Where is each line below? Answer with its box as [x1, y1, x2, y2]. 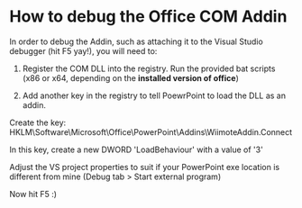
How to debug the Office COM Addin [9, 6, 288, 27]
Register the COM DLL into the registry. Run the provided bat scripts [22, 63, 276, 74]
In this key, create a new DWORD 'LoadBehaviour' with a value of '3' [9, 144, 263, 155]
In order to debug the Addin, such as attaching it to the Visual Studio [9, 36, 263, 47]
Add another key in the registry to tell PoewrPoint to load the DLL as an [22, 90, 287, 101]
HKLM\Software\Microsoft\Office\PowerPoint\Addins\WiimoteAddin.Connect [9, 126, 293, 137]
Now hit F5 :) [9, 188, 57, 199]
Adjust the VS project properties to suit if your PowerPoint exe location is [9, 161, 280, 172]
